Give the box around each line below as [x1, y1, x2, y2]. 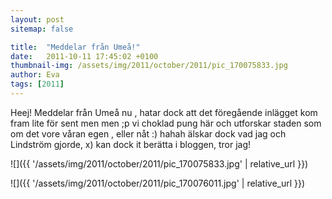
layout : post [10, 14, 65, 25]
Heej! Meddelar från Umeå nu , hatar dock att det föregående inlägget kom [10, 106, 318, 118]
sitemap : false [10, 24, 74, 34]
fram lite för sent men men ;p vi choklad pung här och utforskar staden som [10, 117, 322, 129]
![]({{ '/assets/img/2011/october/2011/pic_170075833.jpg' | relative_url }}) [10, 157, 309, 170]
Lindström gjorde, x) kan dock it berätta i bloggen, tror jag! [10, 138, 252, 150]
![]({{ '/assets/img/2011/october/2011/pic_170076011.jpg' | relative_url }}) [10, 177, 306, 189]
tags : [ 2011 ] [10, 79, 65, 90]
